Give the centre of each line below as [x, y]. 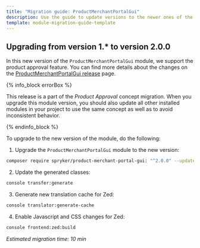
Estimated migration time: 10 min [46, 239]
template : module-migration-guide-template [61, 23]
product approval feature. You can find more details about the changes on [97, 67]
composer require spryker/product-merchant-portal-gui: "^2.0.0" [89, 161]
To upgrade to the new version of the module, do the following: [83, 139]
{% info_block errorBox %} [39, 85]
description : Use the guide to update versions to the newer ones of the [100, 17]
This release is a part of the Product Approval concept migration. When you [99, 97]
